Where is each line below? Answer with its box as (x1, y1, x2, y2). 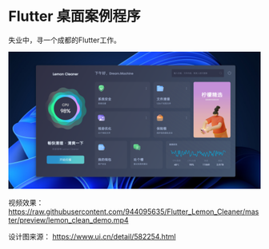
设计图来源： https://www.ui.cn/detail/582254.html (8, 231, 176, 241)
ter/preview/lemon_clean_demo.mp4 (8, 215, 129, 224)
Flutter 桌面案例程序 (8, 7, 142, 26)
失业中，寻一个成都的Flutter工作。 (8, 35, 122, 45)
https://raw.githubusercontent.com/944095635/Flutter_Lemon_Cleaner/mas (8, 207, 259, 216)
